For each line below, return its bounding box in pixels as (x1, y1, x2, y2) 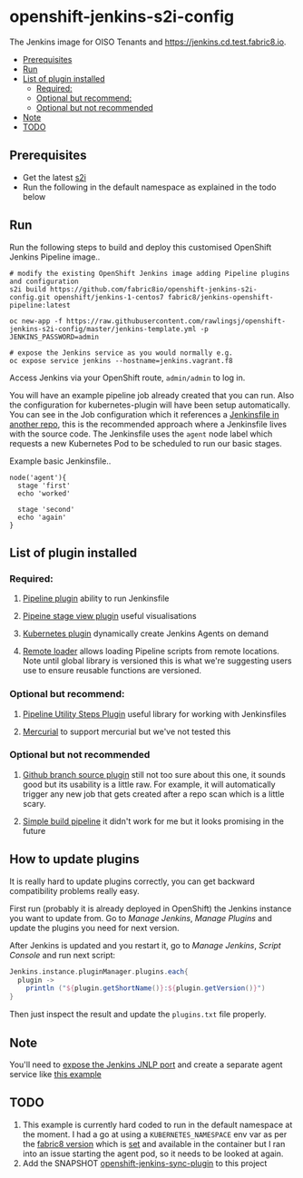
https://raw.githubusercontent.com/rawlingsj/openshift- (66, 316, 286, 326)
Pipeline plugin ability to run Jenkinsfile (22, 593, 170, 604)
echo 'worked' (17, 488, 71, 498)
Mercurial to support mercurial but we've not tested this (22, 726, 231, 737)
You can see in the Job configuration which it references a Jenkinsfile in (9, 408, 279, 419)
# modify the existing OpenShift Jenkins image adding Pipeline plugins (9, 269, 290, 278)
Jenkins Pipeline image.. (9, 251, 101, 262)
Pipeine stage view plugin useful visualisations (22, 611, 197, 622)
